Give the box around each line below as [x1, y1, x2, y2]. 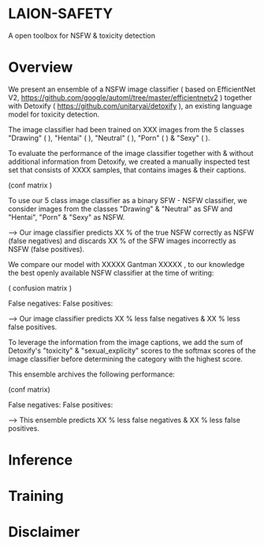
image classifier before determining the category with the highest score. [8, 354, 243, 363]
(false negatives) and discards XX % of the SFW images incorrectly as [8, 235, 236, 245]
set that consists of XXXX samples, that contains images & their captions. [8, 165, 247, 174]
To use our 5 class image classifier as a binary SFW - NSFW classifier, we [8, 195, 247, 205]
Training [8, 488, 65, 505]
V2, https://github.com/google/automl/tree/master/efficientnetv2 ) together [8, 92, 252, 102]
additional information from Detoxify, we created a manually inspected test [8, 157, 251, 166]
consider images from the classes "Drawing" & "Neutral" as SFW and [8, 204, 233, 213]
